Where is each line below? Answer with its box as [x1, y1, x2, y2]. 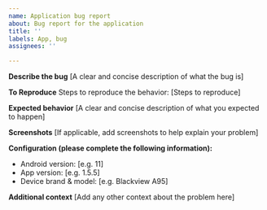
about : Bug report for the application [8, 20, 144, 28]
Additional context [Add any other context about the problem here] [8, 192, 235, 202]
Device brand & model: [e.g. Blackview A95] [20, 177, 169, 186]
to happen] [8, 112, 46, 122]
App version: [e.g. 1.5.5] [20, 168, 100, 177]
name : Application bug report [8, 11, 112, 20]
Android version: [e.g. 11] [20, 160, 104, 169]
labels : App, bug [8, 34, 68, 43]
